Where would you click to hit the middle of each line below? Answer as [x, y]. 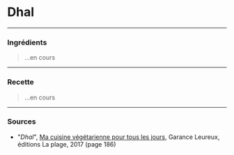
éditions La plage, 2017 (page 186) [67, 144]
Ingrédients [27, 42]
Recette [21, 82]
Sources [22, 122]
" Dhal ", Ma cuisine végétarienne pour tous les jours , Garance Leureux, [118, 137]
